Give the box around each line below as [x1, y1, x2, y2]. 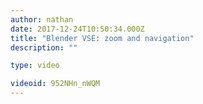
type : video [10, 61, 60, 71]
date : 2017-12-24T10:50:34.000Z [10, 24, 145, 34]
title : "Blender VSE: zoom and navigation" [10, 33, 195, 43]
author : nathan [10, 14, 74, 25]
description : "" [10, 42, 78, 53]
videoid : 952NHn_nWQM [10, 79, 101, 89]
